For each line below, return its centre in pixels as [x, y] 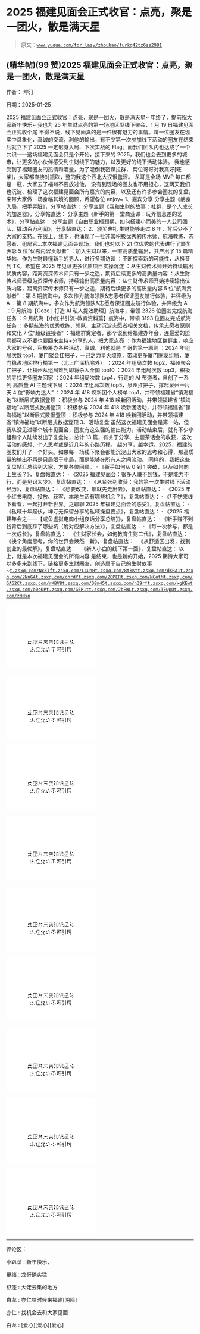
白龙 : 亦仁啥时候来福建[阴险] [42, 1299]
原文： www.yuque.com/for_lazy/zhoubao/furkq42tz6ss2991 [91, 45]
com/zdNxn [18, 596]
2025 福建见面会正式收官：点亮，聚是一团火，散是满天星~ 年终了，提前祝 [97, 117]
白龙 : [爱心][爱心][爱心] [35, 1325]
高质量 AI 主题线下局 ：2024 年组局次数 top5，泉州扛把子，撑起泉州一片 [101, 385]
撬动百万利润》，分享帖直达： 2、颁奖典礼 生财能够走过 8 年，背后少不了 [105, 228]
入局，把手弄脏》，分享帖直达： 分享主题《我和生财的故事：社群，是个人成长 [99, 206]
